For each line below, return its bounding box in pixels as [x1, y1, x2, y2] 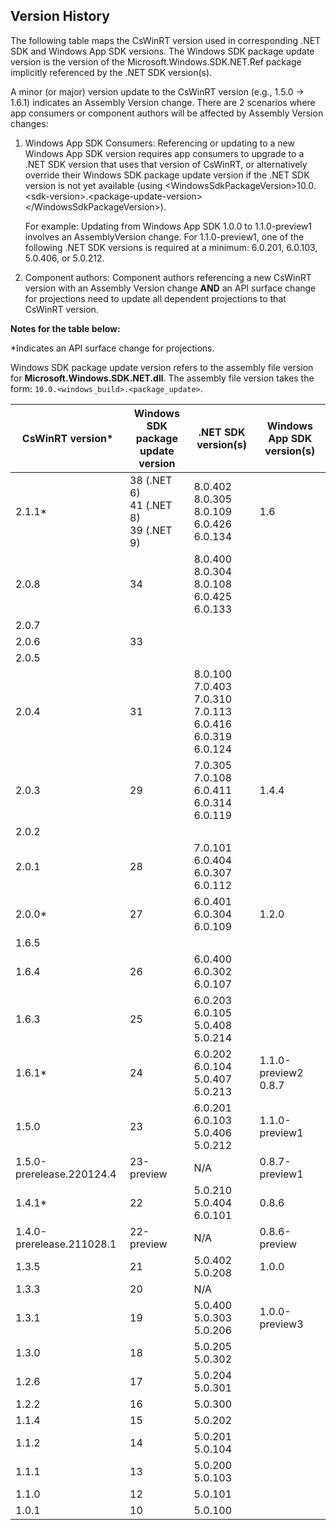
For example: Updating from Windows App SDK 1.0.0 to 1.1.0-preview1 [24, 220, 313, 232]
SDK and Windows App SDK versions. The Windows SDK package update [10, 45, 315, 57]
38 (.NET [129, 473, 173, 487]
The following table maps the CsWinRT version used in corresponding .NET [10, 34, 322, 46]
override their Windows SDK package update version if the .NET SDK [24, 169, 310, 181]
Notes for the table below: [10, 322, 121, 334]
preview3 [259, 1317, 304, 1331]
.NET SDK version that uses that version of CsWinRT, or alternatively [24, 158, 308, 170]
